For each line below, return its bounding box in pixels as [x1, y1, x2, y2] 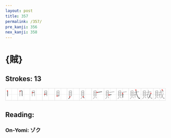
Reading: [5, 110, 35, 119]
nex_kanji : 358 [5, 30, 38, 35]
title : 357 [5, 13, 28, 19]
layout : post [5, 8, 33, 13]
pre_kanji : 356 [5, 24, 38, 30]
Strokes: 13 [5, 74, 42, 83]
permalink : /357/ [5, 19, 42, 24]
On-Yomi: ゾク [5, 126, 41, 133]
